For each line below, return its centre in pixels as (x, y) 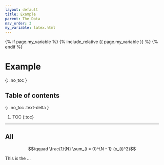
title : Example (20, 14)
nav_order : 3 (18, 23)
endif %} (14, 47)
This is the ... (18, 158)
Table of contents (32, 96)
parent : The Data (23, 19)
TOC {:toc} (23, 117)
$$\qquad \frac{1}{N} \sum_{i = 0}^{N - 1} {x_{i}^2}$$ (82, 149)
